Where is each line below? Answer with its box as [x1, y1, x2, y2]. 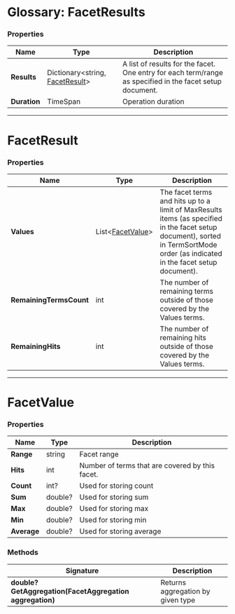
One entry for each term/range [122, 68, 224, 78]
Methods [7, 547, 38, 557]
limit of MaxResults [159, 205, 222, 214]
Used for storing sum [79, 492, 149, 502]
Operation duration [122, 97, 185, 107]
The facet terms [159, 187, 213, 197]
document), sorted [159, 231, 222, 240]
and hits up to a [159, 196, 211, 205]
